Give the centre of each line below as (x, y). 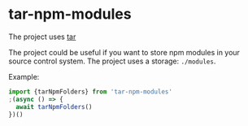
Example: (24, 76)
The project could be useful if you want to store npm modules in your (124, 52)
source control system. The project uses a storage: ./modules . (112, 61)
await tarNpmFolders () (54, 106)
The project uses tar (42, 37)
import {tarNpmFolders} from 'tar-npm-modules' (91, 91)
